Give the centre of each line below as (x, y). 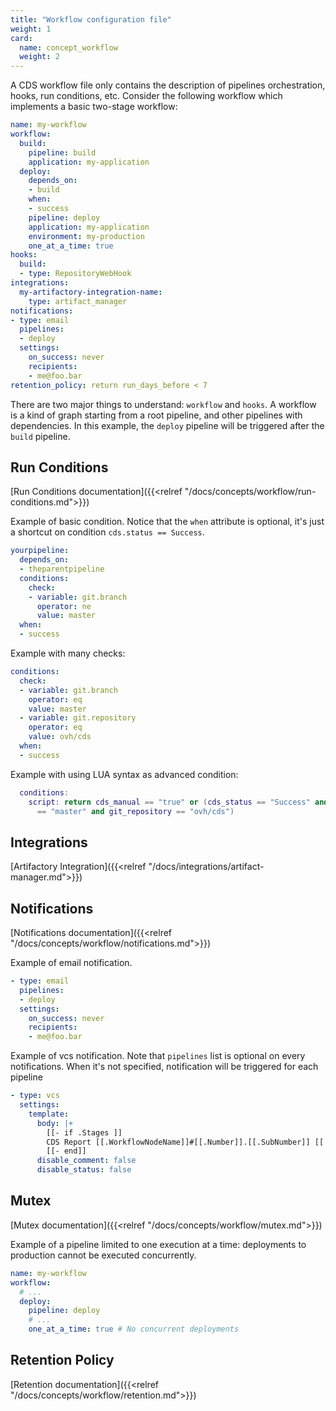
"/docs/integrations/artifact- (206, 867)
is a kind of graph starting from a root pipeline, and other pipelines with (156, 415)
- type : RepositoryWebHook (75, 274)
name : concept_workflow (68, 47)
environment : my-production (86, 236)
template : (49, 1114)
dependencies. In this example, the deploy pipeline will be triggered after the (167, 425)
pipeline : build (62, 152)
